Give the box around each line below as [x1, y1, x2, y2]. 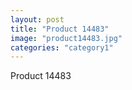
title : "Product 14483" [10, 24, 110, 34]
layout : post [10, 14, 65, 25]
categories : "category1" [10, 42, 114, 53]
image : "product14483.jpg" [10, 33, 123, 43]
